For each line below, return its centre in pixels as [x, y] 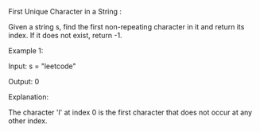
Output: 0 [24, 82]
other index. [28, 121]
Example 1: [26, 50]
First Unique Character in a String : [65, 12]
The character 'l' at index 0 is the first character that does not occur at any [130, 112]
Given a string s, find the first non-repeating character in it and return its [126, 27]
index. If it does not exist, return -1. [65, 35]
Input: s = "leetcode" [43, 66]
